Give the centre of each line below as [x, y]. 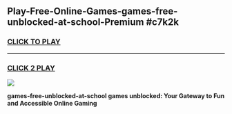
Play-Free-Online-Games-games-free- [93, 11]
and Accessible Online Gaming [52, 103]
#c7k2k [163, 22]
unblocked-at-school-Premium [76, 22]
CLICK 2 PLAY [31, 68]
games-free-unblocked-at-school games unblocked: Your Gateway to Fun [116, 95]
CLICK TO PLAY [34, 42]
